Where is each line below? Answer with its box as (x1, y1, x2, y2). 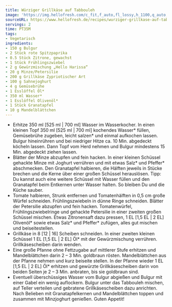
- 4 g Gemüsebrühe (5, 84, 45, 89)
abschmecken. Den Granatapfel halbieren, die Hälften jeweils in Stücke (12, 165, 162, 171)
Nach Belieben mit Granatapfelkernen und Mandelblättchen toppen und (12, 291, 164, 296)
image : (5, 12, 19, 17)
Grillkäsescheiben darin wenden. (12, 241, 82, 248)
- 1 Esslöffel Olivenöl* (5, 98, 58, 103)
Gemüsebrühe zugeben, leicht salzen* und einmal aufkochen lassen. (12, 133, 158, 138)
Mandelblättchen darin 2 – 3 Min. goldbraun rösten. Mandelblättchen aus (12, 252, 166, 258)
